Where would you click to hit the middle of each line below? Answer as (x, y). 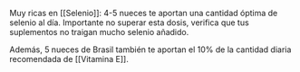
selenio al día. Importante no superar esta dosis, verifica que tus (129, 22)
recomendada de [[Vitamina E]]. (69, 59)
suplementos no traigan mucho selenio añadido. (99, 32)
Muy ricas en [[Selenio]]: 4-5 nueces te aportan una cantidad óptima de (144, 13)
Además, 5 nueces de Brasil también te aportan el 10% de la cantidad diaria (150, 49)
